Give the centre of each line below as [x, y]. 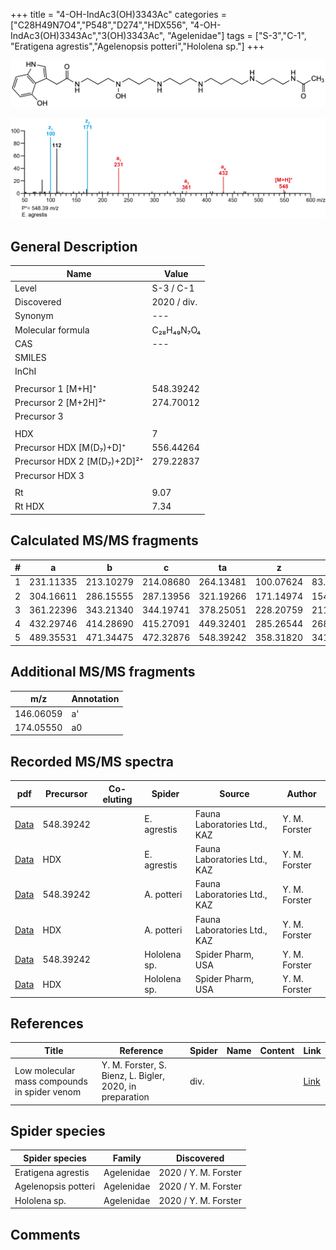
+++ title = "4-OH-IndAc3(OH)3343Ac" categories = [118, 14]
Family [127, 1158]
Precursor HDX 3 [49, 475]
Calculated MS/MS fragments [104, 540]
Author [301, 794]
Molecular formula [52, 330]
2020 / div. [174, 302]
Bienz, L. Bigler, [133, 1076]
